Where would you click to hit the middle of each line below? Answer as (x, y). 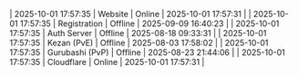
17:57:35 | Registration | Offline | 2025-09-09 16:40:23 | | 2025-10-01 (149, 24)
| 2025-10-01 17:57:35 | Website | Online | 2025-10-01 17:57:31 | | (131, 14)
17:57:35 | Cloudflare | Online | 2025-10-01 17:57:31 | (107, 62)
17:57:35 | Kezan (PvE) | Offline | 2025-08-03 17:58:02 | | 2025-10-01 (139, 43)
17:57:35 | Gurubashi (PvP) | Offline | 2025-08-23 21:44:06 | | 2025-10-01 (147, 52)
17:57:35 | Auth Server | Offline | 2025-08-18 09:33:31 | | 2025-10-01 (138, 33)
